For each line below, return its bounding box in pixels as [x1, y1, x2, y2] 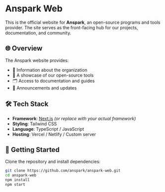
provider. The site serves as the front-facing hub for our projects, [5, 24, 138, 30]
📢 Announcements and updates [12, 85, 77, 91]
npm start [5, 182, 26, 187]
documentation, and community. [5, 30, 71, 36]
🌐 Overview [5, 44, 43, 52]
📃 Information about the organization [12, 67, 88, 73]
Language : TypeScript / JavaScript [12, 126, 84, 132]
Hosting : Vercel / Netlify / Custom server [12, 131, 96, 137]
